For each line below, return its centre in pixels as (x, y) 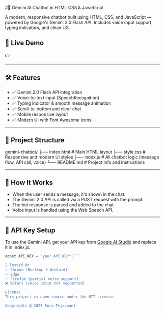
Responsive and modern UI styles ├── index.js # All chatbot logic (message (82, 157)
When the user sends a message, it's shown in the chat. (69, 194)
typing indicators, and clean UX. (38, 28)
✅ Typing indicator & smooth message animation (62, 103)
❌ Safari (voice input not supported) (45, 283)
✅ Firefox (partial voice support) (42, 279)
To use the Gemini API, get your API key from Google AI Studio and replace (81, 242)
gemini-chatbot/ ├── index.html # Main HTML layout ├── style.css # (75, 152)
